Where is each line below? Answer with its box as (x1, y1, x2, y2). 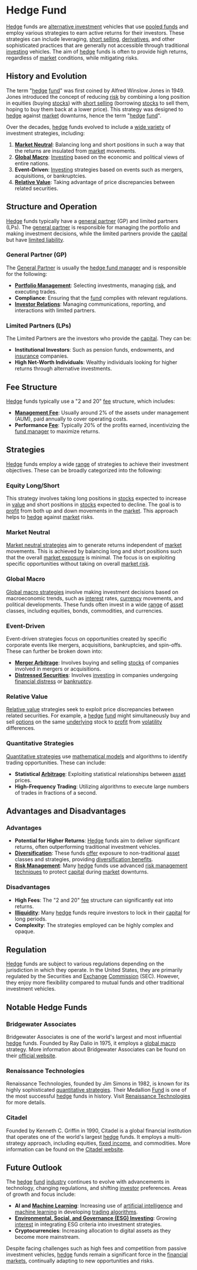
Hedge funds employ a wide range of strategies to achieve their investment (6, 460, 189, 468)
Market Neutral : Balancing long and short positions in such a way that (14, 141, 185, 148)
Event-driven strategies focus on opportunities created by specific (6, 635, 167, 642)
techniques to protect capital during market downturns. (14, 868, 149, 875)
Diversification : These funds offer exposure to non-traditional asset (14, 849, 180, 856)
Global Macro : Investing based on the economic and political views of (14, 154, 185, 161)
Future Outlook (6, 1163, 62, 1173)
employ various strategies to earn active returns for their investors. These (6, 29, 185, 36)
